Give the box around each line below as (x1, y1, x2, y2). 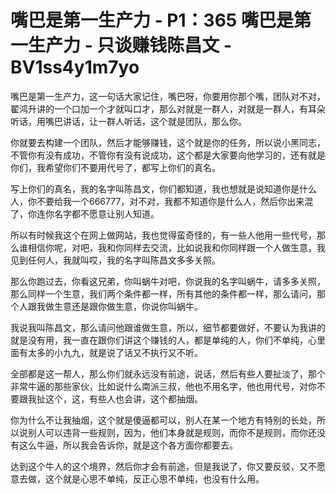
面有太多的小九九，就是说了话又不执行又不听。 (10, 346, 203, 358)
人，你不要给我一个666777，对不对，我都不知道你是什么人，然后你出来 (10, 195, 305, 207)
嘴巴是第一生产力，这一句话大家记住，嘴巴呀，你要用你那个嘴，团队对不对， (10, 90, 326, 102)
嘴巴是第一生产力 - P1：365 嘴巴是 (10, 9, 294, 32)
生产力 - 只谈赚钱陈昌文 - (28, 34, 233, 57)
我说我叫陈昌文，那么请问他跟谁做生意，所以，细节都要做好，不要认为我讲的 (10, 321, 326, 333)
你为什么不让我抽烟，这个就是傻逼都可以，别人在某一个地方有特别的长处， (10, 414, 317, 426)
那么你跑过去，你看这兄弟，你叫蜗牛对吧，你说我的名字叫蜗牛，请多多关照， (10, 275, 326, 287)
